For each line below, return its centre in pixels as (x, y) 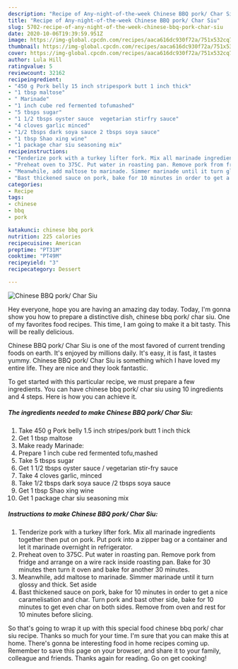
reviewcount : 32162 (37, 73)
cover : (18, 54)
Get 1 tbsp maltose (45, 438)
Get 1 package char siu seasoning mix (73, 498)
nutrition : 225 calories (44, 236)
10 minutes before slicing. (55, 614)
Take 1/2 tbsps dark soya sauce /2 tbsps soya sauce (94, 483)
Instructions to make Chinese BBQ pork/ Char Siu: (83, 514)
